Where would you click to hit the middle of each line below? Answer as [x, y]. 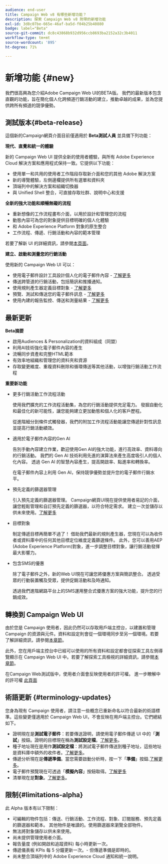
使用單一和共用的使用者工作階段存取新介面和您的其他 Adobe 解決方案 [84, 174]
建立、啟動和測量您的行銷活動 [36, 254]
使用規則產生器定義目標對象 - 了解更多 [52, 288]
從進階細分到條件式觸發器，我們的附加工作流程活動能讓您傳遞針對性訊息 [87, 422]
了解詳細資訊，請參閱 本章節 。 [36, 640]
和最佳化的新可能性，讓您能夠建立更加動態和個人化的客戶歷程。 [78, 411]
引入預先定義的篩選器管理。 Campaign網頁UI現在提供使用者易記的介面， [87, 500]
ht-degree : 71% [21, 47]
